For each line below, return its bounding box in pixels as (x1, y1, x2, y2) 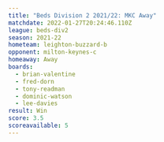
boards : (8, 63, 34, 71)
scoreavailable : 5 (8, 121, 69, 129)
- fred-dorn (15, 77, 55, 85)
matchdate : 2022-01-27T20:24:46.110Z (8, 19, 132, 27)
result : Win (8, 107, 47, 115)
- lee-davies (15, 99, 58, 107)
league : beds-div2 (8, 26, 69, 34)
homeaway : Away (8, 56, 58, 64)
